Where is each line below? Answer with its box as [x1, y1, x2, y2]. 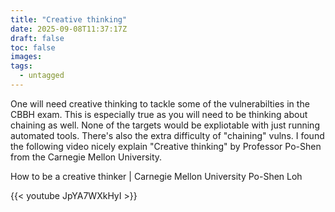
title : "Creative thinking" [10, 14, 128, 25]
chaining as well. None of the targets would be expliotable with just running [10, 119, 320, 131]
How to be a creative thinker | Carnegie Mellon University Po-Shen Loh [10, 170, 303, 182]
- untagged [19, 71, 65, 81]
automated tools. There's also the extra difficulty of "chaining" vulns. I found [10, 129, 325, 141]
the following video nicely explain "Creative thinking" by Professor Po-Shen [10, 140, 322, 152]
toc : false [10, 42, 56, 53]
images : [10, 52, 43, 62]
